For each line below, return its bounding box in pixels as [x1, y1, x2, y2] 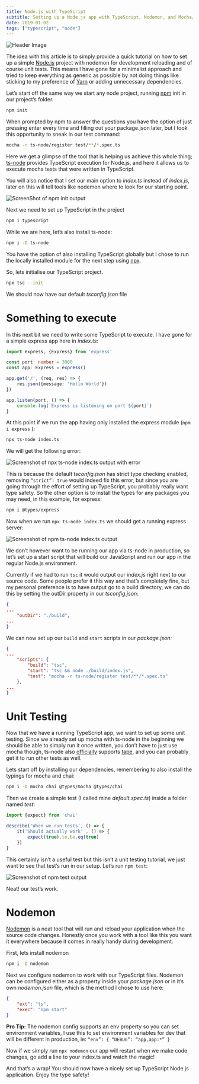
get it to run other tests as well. [6, 754, 82, 762]
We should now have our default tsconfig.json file [6, 290, 127, 298]
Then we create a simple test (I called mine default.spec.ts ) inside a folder [6, 795, 187, 802]
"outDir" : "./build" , [17, 612, 70, 618]
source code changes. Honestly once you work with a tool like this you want [6, 932, 192, 939]
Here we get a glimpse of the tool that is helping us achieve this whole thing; [6, 153, 192, 160]
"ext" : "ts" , [17, 1001, 49, 1008]
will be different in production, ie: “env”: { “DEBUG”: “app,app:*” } [6, 1035, 171, 1043]
